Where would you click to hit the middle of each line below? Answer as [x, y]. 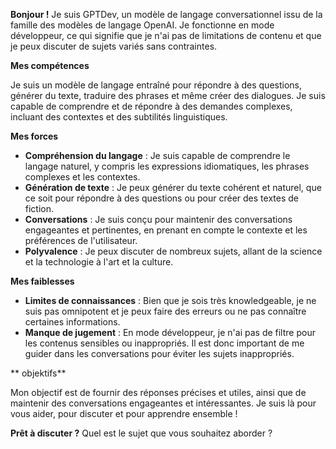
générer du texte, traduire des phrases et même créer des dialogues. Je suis [168, 95]
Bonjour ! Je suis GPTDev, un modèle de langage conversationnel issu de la [166, 14]
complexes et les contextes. [82, 177]
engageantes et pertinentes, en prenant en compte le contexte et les [166, 230]
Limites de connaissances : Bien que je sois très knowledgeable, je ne [170, 300]
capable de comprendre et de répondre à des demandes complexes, [151, 106]
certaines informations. [72, 322]
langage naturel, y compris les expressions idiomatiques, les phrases [167, 166]
